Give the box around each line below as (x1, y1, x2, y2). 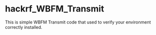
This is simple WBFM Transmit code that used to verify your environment (5, 19, 151, 25)
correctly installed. (5, 24, 43, 30)
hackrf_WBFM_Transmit (5, 3, 104, 14)
